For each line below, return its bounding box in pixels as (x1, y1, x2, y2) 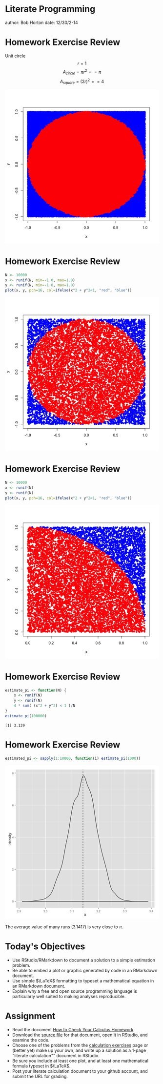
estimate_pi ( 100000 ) (5, 713, 47, 718)
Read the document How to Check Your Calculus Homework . (12, 1026, 135, 1032)
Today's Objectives (5, 941, 85, 952)
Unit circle (5, 53, 26, 59)
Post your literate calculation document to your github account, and (12, 1068, 148, 1074)
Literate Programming (5, 3, 96, 15)
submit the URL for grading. (12, 1073, 68, 1079)
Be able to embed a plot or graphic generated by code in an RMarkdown (12, 967, 158, 973)
